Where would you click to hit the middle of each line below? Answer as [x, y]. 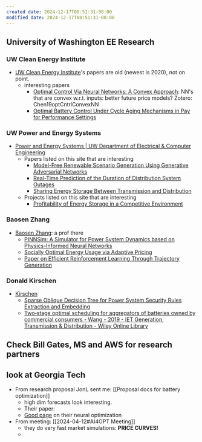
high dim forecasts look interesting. [68, 402]
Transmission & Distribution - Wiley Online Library [86, 326]
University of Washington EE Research [80, 42]
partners [23, 354]
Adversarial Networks [60, 172]
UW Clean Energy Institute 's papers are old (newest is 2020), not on [100, 73]
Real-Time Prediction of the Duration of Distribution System [107, 178]
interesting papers [47, 85]
